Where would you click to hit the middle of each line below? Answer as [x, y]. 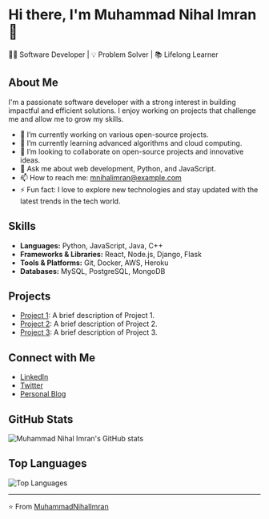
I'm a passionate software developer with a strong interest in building [122, 102]
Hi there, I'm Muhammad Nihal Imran [132, 15]
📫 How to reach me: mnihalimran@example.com [100, 177]
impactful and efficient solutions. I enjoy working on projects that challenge [132, 111]
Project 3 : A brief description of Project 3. [88, 332]
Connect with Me [52, 358]
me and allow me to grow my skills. [66, 119]
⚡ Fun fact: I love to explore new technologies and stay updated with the [139, 189]
